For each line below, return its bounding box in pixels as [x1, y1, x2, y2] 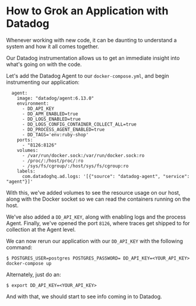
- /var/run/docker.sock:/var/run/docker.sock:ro [21, 152, 145, 158]
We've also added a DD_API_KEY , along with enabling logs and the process [6, 213, 186, 220]
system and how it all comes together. [6, 43, 99, 50]
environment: [17, 100, 49, 107]
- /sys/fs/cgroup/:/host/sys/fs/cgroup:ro [21, 163, 129, 169]
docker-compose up [6, 260, 52, 266]
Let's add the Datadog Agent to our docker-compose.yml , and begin [6, 72, 169, 79]
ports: [17, 137, 33, 143]
